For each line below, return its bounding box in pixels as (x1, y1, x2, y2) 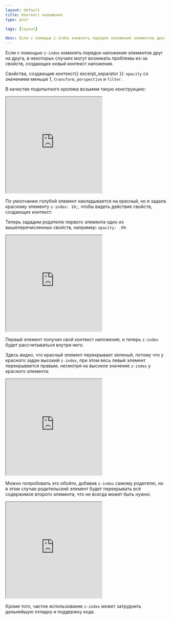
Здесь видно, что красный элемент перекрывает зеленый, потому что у (5, 352, 164, 358)
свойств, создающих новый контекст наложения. (5, 61, 114, 67)
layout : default (5, 7, 40, 13)
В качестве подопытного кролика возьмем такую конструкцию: (5, 86, 146, 92)
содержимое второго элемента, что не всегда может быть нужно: (5, 491, 151, 497)
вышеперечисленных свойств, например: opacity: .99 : (5, 224, 127, 231)
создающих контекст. (5, 209, 53, 215)
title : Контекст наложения (5, 12, 63, 17)
